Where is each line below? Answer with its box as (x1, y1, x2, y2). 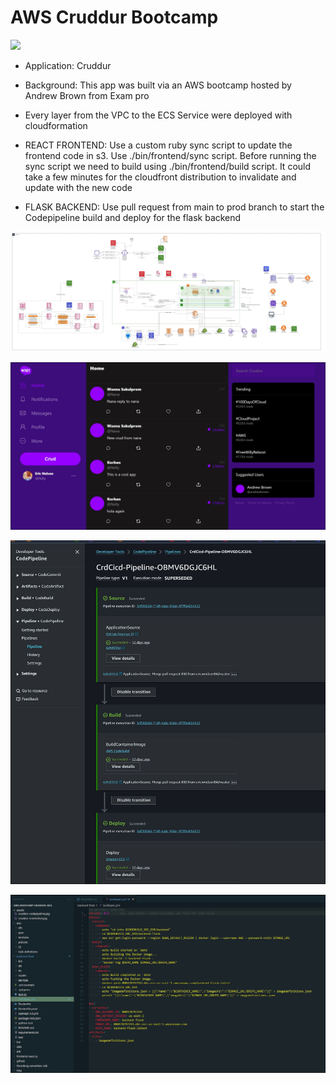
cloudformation (24, 119, 88, 131)
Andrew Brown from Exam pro (24, 89, 150, 101)
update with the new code (24, 181, 133, 193)
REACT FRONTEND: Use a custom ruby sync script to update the (24, 139, 293, 151)
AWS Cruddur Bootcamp (10, 6, 219, 29)
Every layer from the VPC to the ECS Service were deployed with (24, 109, 293, 121)
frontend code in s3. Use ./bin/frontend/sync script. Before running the (24, 149, 317, 161)
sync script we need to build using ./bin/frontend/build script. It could (24, 160, 312, 172)
